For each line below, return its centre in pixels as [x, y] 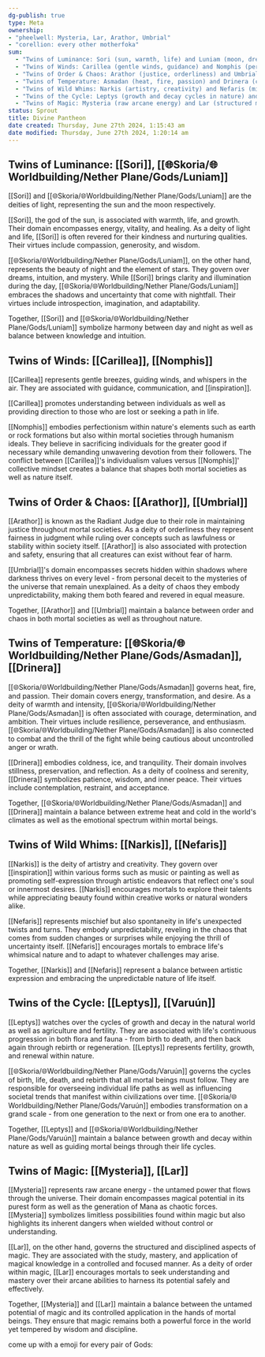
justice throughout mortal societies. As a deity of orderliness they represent [131, 530]
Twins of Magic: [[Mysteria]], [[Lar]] [99, 1171]
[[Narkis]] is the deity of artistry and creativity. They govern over [113, 863]
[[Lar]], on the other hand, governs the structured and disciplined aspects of [132, 1247]
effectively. [26, 1289]
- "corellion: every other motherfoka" [74, 45]
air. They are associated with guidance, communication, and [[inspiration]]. [130, 388]
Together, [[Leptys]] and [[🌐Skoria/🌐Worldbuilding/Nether [103, 1129]
